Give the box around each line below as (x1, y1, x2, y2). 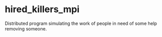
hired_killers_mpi (5, 4, 80, 15)
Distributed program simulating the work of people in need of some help (5, 20, 157, 26)
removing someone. (5, 25, 47, 31)
